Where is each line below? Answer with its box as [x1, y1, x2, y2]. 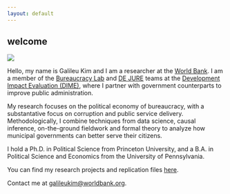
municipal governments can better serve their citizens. [7, 132, 162, 140]
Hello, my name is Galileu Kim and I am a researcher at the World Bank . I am [7, 67, 223, 75]
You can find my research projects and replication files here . [7, 166, 179, 174]
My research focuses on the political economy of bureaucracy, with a [7, 102, 204, 110]
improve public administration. [7, 89, 93, 97]
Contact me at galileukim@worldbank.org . [7, 179, 127, 187]
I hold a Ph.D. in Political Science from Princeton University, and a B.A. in [7, 145, 214, 153]
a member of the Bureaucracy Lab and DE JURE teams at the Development [7, 74, 220, 83]
